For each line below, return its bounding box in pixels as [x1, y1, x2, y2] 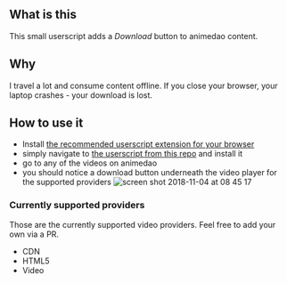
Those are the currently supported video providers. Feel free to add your [9, 219, 276, 230]
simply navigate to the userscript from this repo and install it [21, 149, 243, 159]
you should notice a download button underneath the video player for [21, 167, 278, 178]
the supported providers [21, 177, 111, 188]
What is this [9, 7, 78, 22]
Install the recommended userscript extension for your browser [21, 139, 255, 150]
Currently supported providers [9, 199, 145, 212]
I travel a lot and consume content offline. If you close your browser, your [9, 80, 278, 91]
